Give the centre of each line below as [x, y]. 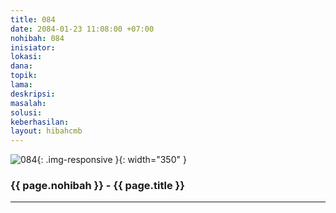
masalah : [28, 103]
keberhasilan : [40, 122]
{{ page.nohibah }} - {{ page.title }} [97, 186]
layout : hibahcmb [46, 131]
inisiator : [33, 47]
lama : [21, 85]
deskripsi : [33, 94]
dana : [21, 66]
